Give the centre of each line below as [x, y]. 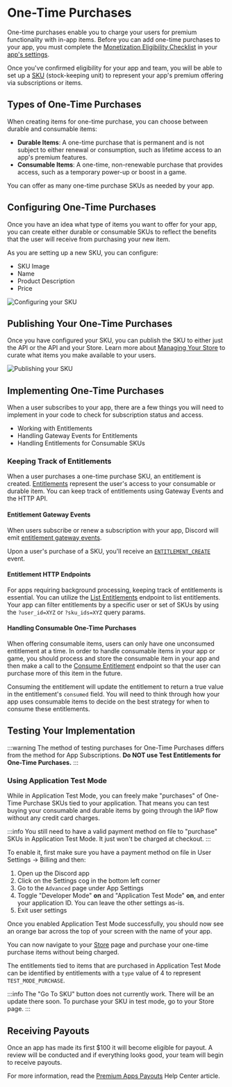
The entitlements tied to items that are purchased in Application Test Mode [114, 966]
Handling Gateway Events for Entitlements [77, 436]
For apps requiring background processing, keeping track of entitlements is [115, 590]
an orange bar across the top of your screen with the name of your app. [110, 932]
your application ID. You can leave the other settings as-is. [101, 903]
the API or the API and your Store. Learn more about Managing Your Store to [116, 348]
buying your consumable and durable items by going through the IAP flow [113, 811]
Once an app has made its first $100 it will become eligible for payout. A [110, 1048]
